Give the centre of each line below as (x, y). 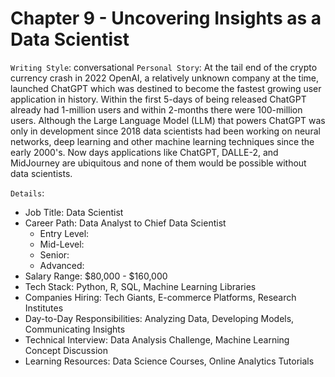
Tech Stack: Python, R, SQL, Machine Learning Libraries (140, 286)
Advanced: (62, 265)
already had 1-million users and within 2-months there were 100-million (156, 109)
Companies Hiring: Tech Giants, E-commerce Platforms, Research (160, 297)
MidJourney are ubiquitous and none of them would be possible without (158, 163)
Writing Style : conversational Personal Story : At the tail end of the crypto (164, 67)
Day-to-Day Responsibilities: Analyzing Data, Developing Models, (159, 318)
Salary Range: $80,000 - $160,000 (96, 276)
